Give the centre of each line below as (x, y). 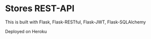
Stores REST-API (40, 9)
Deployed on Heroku (26, 31)
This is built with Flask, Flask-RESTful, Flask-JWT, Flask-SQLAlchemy (75, 22)
